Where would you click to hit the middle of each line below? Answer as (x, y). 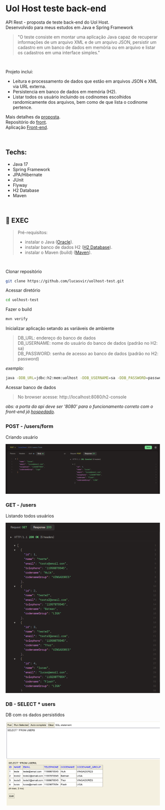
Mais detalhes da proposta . (33, 117)
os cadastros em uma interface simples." (59, 53)
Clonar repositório (24, 271)
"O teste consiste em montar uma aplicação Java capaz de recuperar (88, 37)
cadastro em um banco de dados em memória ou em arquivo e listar (86, 47)
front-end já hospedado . (30, 412)
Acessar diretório (23, 290)
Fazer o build (19, 309)
